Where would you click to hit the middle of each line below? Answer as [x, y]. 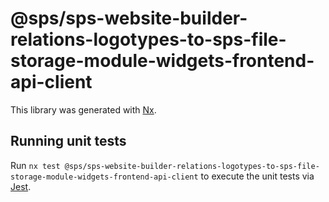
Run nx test [35, 165]
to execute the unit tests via [257, 176]
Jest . [21, 186]
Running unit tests [68, 141]
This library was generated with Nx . [83, 109]
